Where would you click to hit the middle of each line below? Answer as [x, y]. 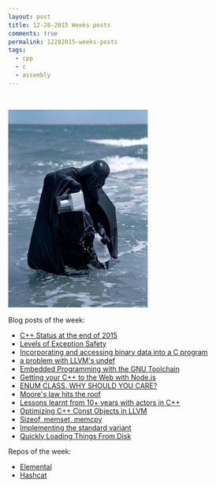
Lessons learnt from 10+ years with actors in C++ [100, 402]
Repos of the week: [39, 451]
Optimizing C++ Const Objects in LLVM [83, 410]
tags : [17, 50]
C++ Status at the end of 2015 [69, 335]
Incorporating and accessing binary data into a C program [114, 352]
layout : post [30, 17]
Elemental [36, 466]
